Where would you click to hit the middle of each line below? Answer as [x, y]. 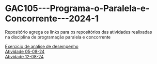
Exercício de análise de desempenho [42, 46]
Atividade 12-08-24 [24, 56]
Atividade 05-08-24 [25, 51]
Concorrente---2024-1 [52, 19]
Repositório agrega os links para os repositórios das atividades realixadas [78, 32]
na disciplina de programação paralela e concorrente [58, 37]
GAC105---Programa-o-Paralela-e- [77, 8]
